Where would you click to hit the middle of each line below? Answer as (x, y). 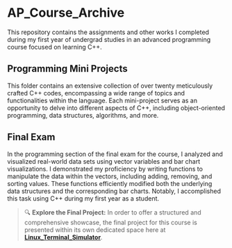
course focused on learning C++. (55, 47)
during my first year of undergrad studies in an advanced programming (109, 39)
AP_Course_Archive (66, 13)
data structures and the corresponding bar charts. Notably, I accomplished (114, 191)
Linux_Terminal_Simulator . (63, 237)
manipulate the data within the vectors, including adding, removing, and (110, 176)
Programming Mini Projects (67, 69)
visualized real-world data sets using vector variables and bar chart (104, 161)
